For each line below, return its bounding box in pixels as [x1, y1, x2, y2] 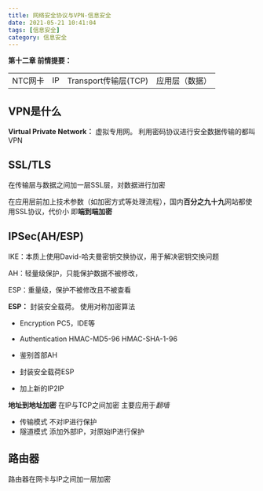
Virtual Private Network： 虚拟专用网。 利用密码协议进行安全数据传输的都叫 [8, 127, 256, 136]
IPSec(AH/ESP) [8, 230, 84, 243]
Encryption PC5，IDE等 [19, 318, 96, 328]
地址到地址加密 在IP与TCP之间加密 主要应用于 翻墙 [8, 400, 170, 409]
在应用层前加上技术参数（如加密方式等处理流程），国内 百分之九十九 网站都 [8, 197, 246, 206]
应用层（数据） [155, 75, 212, 86]
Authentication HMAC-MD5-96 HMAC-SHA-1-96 [19, 334, 178, 344]
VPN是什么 [8, 104, 62, 118]
